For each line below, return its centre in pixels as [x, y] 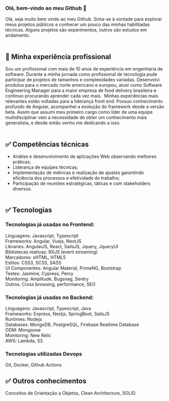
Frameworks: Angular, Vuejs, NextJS [44, 241]
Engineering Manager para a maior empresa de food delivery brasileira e [81, 90]
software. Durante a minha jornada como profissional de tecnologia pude [81, 74]
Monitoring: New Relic [28, 335]
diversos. [22, 189]
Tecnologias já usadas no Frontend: [50, 224]
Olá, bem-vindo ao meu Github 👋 [46, 8]
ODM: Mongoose [23, 330]
